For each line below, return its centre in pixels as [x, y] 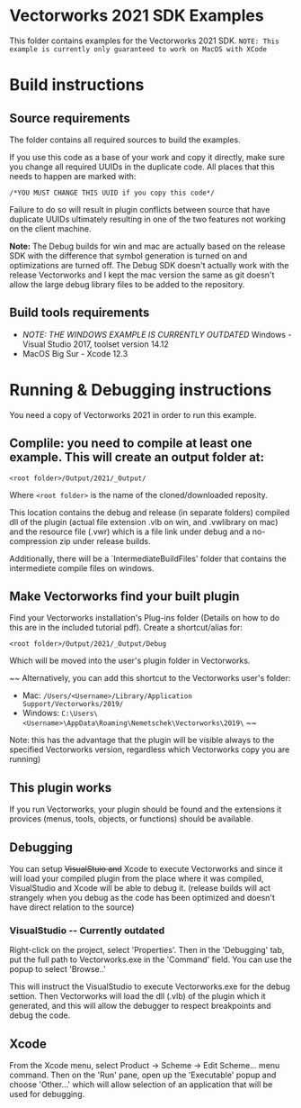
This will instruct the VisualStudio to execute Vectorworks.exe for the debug [150, 986]
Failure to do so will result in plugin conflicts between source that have [140, 209]
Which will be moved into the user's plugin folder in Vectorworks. [130, 661]
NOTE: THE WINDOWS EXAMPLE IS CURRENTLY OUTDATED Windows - [157, 334]
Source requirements [70, 118]
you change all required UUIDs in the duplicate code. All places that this [142, 167]
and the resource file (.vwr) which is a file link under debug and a [130, 531]
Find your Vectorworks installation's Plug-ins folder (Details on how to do [145, 618]
